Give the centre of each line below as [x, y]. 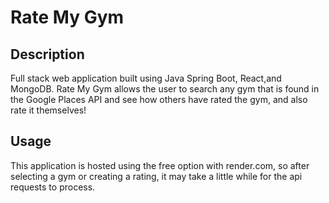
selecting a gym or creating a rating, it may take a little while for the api [156, 176]
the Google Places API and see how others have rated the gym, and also [159, 99]
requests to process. [53, 187]
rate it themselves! [48, 110]
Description [47, 54]
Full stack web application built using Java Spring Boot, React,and [146, 78]
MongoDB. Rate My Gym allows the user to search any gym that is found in [165, 89]
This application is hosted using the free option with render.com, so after [160, 165]
